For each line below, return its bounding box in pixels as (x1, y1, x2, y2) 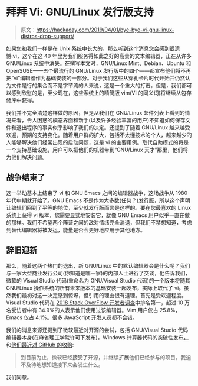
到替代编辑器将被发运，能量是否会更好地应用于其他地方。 (6, 226, 146, 233)
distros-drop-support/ (20, 33, 75, 40)
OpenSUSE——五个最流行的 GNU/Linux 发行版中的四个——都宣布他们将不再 (6, 67, 192, 74)
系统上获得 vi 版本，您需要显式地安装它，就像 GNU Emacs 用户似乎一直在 (6, 211, 185, 219)
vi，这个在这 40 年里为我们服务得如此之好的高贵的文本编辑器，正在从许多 (12, 52, 192, 59)
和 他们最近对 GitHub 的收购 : (6, 341, 74, 348)
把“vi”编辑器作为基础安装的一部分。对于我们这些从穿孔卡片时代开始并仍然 (6, 74, 186, 82)
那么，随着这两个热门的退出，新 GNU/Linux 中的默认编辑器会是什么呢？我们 (6, 262, 190, 269)
